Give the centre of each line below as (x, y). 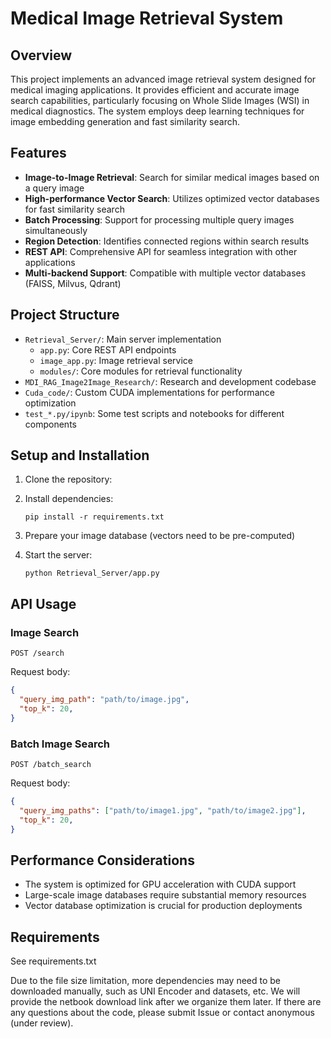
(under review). (42, 1023)
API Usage (43, 603)
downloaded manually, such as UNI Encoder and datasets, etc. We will (155, 991)
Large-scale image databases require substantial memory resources (165, 895)
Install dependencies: (69, 499)
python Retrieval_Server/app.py (92, 573)
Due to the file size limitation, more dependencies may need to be (145, 981)
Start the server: (58, 555)
